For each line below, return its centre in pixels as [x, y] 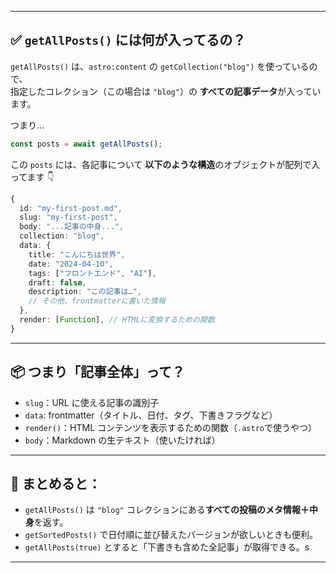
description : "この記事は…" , [85, 292]
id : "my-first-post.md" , [71, 208]
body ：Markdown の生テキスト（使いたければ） [122, 440]
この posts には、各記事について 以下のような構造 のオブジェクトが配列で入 [165, 164]
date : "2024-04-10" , [71, 264]
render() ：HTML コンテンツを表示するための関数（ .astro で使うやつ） [170, 427]
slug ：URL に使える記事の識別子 [92, 402]
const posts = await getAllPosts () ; [86, 144]
